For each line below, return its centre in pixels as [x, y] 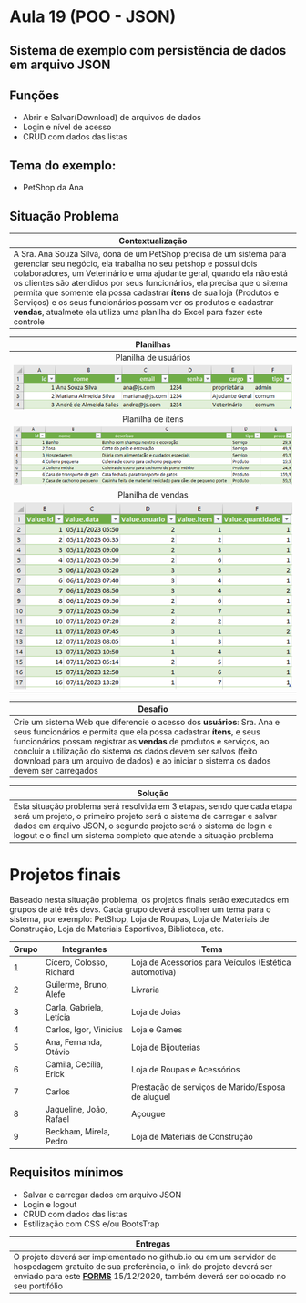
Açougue [148, 1114]
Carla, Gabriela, [74, 1007]
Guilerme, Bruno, [77, 985]
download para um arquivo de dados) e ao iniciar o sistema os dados [142, 760]
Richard [60, 972]
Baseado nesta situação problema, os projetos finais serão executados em [149, 900]
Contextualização [153, 241]
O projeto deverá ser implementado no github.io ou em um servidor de [145, 1257]
